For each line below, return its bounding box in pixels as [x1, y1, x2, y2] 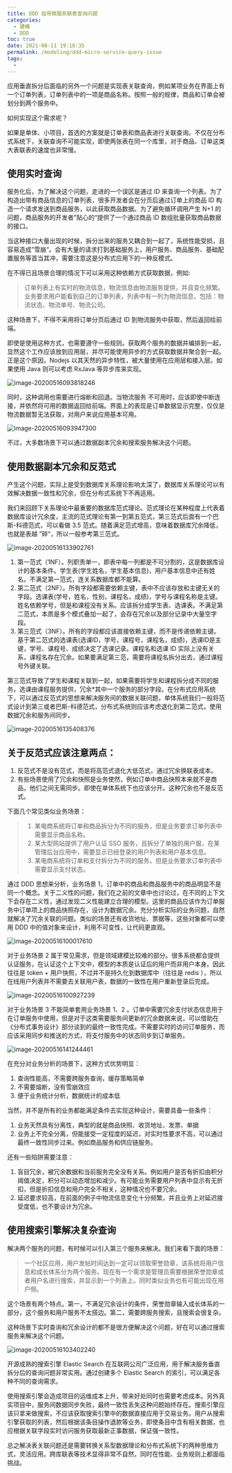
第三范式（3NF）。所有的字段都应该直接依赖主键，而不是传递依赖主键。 [17, 627, 220, 636]
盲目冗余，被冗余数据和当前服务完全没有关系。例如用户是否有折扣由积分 [17, 1168, 223, 1176]
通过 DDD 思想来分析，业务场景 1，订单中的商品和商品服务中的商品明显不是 [7, 880, 222, 889]
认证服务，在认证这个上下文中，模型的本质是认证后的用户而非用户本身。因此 [7, 960, 225, 968]
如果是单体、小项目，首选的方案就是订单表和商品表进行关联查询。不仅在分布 [7, 128, 225, 136]
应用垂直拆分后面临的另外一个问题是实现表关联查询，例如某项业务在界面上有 [7, 81, 225, 90]
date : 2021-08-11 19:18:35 [7, 42, 85, 49]
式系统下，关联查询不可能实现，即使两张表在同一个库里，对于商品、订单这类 [7, 136, 225, 145]
